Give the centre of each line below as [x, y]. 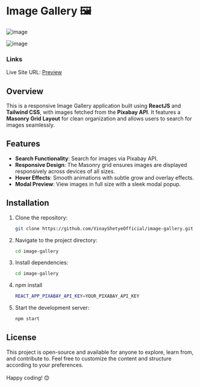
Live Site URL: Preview [34, 72]
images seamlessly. [31, 125]
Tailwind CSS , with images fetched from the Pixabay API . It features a [93, 112]
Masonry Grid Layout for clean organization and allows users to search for [99, 119]
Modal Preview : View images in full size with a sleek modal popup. [98, 184]
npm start [27, 319]
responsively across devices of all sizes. [65, 171]
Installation [28, 203]
